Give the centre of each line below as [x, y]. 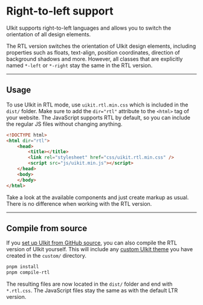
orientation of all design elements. [49, 34]
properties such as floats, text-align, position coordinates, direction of [93, 52]
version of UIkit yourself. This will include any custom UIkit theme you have [100, 249]
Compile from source [47, 228]
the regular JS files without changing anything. [64, 124]
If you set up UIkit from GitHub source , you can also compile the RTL [92, 243]
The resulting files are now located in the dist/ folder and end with [89, 284]
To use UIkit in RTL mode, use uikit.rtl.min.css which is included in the [97, 105]
